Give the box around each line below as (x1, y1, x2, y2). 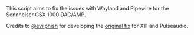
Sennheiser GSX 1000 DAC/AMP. (6, 11, 86, 18)
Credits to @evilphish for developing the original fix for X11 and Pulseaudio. (6, 23, 189, 29)
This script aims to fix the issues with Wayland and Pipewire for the (6, 5, 169, 12)
